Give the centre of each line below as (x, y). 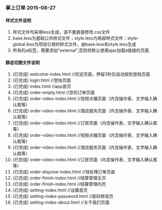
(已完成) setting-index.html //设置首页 (50, 190)
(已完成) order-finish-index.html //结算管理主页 (59, 178)
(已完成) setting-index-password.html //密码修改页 (63, 196)
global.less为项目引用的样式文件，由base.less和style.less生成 (74, 44)
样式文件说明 (18, 20)
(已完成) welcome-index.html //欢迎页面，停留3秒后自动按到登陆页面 (81, 74)
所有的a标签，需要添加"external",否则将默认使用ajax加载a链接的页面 (81, 50)
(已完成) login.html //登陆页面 (42, 80)
